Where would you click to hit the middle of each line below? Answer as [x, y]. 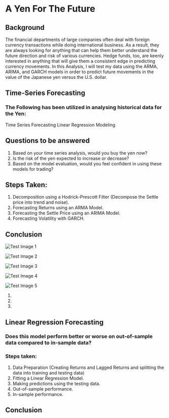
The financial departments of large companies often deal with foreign [77, 39]
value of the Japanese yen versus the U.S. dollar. [56, 77]
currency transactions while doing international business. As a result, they [82, 45]
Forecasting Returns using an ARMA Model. [58, 208]
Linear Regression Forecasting [54, 322]
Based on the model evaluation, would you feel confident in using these [87, 164]
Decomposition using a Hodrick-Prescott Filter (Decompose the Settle [85, 197]
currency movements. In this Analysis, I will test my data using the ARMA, [82, 66]
